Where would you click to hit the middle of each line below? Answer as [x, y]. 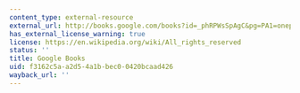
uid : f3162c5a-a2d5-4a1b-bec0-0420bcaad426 [92, 67]
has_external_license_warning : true [77, 34]
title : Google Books [48, 58]
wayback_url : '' [39, 75]
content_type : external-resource [71, 17]
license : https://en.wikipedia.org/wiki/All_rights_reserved [125, 42]
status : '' [29, 50]
